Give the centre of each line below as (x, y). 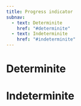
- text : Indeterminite (40, 34)
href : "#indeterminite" (46, 39)
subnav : (16, 17)
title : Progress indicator (40, 12)
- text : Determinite (37, 23)
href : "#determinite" (43, 28)
